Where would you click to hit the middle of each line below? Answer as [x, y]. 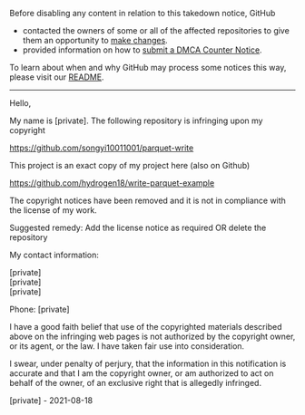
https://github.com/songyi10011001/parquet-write [102, 148]
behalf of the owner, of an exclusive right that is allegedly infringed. [135, 383]
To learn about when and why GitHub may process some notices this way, [148, 68]
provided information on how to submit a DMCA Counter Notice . [142, 50]
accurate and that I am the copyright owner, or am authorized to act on [142, 373]
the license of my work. [53, 210]
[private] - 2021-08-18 [51, 401]
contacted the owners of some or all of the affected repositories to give [156, 30]
